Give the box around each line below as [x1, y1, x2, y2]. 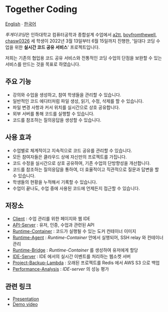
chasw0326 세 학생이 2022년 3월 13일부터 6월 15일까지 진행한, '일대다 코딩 [5, 38, 155, 44]
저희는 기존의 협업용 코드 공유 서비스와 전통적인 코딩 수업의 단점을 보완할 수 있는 [5, 54, 162, 61]
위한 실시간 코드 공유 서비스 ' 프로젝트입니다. [14, 44, 100, 50]
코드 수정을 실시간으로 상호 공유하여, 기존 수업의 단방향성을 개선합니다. [12, 160, 151, 166]
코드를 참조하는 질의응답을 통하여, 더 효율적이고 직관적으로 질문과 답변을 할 [12, 166, 159, 172]
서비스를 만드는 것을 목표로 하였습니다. [5, 61, 80, 67]
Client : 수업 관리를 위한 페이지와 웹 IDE [12, 216, 91, 222]
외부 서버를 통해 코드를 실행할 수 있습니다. [12, 110, 95, 116]
